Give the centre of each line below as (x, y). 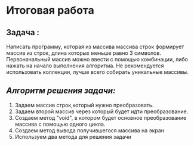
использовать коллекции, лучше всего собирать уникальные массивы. (98, 72)
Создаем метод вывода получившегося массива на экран (90, 130)
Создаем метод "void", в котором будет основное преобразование (101, 117)
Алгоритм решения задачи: (61, 91)
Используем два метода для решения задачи (73, 136)
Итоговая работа (50, 10)
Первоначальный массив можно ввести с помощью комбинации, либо (97, 59)
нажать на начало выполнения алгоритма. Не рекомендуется (85, 66)
